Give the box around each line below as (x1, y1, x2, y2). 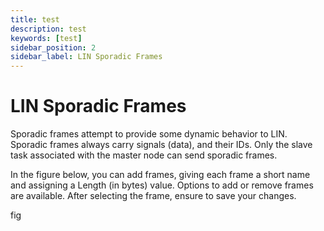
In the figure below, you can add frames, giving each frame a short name (10, 169, 311, 181)
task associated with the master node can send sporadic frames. (10, 149, 278, 161)
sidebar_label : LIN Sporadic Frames (10, 52, 163, 62)
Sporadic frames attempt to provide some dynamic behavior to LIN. (10, 128, 288, 140)
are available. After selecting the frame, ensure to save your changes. (10, 190, 297, 202)
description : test (10, 24, 87, 34)
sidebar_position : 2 (10, 42, 97, 53)
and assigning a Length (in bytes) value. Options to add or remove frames (10, 179, 314, 191)
